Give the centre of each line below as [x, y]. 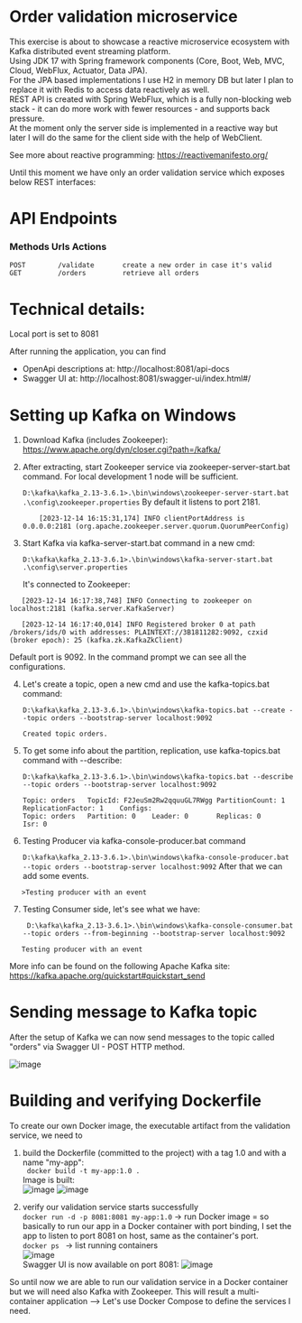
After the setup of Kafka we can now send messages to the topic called [142, 1037]
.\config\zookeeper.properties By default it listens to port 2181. [141, 502]
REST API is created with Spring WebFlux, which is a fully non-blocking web [151, 99]
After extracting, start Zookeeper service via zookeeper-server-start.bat [156, 467]
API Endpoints [64, 219]
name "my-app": [53, 1162]
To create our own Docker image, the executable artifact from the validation [150, 1126]
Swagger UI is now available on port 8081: [101, 1264]
